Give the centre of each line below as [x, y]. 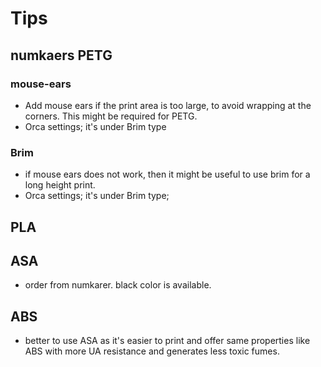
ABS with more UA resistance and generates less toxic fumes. [152, 351]
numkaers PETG [61, 55]
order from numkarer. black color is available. [118, 285]
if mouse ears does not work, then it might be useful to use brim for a [167, 174]
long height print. [60, 185]
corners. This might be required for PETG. [111, 116]
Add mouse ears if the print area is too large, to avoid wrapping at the [168, 105]
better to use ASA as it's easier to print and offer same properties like [167, 341]
